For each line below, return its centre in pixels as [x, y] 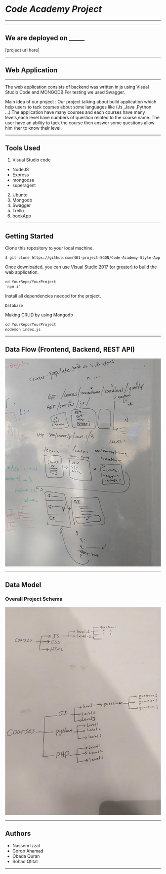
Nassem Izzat [26, 845]
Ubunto [20, 195]
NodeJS [21, 170]
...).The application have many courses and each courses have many [75, 112]
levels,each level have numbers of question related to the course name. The [82, 117]
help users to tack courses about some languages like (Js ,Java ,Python [78, 107]
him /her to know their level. [33, 128]
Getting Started [29, 236]
